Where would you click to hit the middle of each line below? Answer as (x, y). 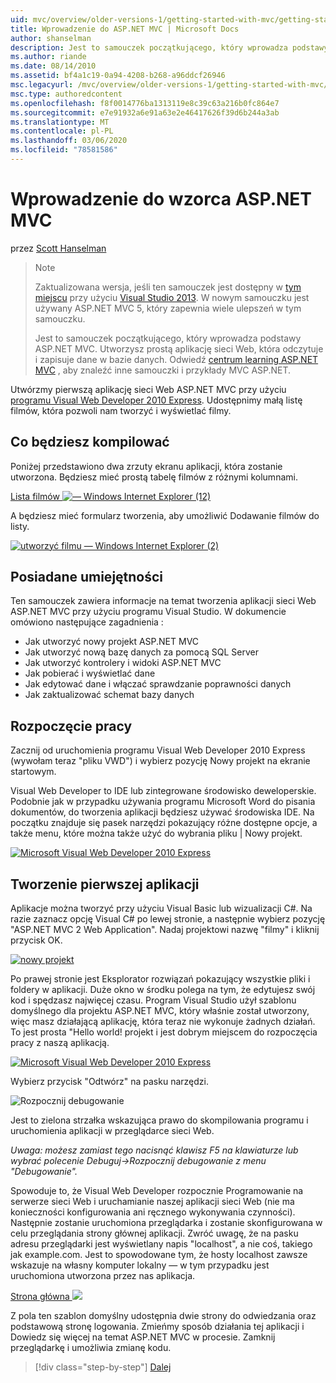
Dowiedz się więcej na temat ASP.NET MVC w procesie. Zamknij (143, 1337)
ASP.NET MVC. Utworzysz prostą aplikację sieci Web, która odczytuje (179, 348)
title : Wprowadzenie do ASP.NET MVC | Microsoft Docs (125, 29)
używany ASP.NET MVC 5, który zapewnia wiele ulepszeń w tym (168, 308)
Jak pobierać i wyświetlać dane (90, 673)
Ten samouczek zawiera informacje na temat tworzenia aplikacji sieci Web (163, 601)
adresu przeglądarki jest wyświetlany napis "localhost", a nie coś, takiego (161, 1244)
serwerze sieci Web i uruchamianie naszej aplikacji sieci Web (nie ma (152, 1202)
